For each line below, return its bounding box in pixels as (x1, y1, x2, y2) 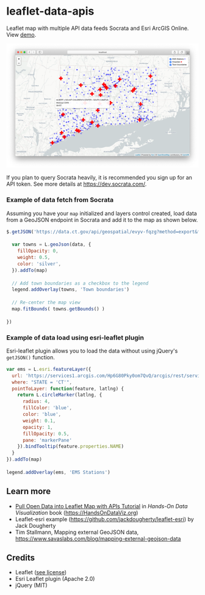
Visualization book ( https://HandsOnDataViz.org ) (15, 509, 138, 516)
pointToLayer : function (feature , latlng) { (12, 385, 124, 392)
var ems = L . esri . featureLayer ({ (6, 366, 92, 372)
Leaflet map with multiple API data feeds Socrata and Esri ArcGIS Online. (6, 24, 189, 32)
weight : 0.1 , (22, 417, 56, 424)
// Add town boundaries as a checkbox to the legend (12, 280, 149, 287)
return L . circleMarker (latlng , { (17, 392, 103, 398)
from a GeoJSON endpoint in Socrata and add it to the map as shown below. (6, 216, 198, 224)
